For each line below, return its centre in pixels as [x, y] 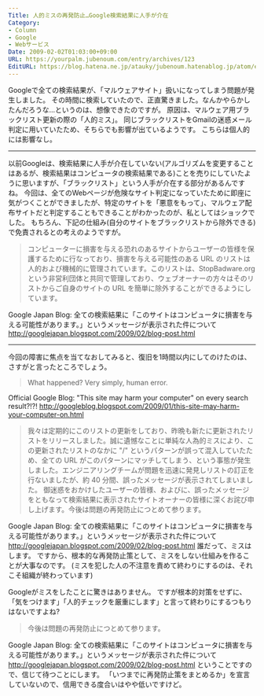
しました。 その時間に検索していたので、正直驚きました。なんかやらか [129, 100]
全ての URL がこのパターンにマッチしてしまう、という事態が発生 [146, 460]
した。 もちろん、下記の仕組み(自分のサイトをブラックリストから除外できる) [132, 222]
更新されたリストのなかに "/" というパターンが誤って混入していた [140, 450]
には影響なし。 [32, 139]
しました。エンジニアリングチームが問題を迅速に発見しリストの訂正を [141, 470]
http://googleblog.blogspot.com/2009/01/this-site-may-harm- [139, 406]
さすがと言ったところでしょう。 [60, 366]
